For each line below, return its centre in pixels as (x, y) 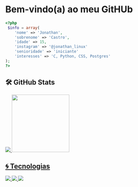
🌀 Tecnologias (28, 166)
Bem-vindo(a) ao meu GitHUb (69, 9)
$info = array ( (24, 28)
